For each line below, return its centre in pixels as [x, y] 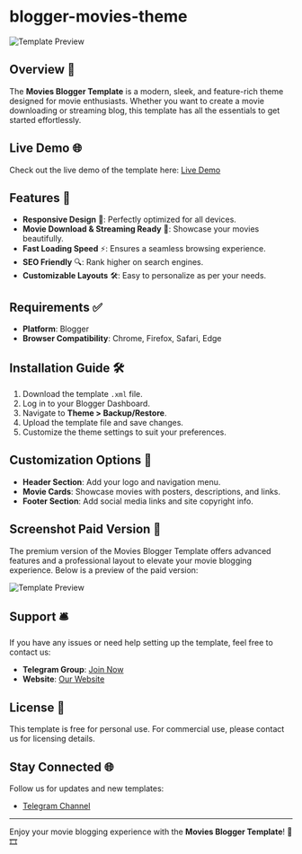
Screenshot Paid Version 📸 [85, 529]
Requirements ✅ [56, 307]
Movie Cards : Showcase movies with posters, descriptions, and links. [151, 491]
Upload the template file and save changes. [103, 423]
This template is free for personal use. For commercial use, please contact [147, 729]
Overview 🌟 [42, 70]
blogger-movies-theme [98, 17]
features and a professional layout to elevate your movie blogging [130, 560]
